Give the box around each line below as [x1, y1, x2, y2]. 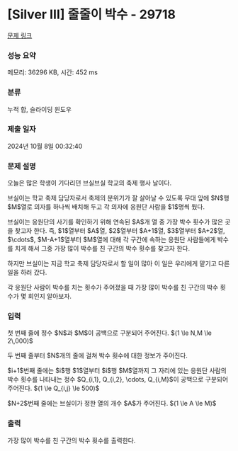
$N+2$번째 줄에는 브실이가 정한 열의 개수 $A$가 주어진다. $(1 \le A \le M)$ [7, 399, 217, 408]
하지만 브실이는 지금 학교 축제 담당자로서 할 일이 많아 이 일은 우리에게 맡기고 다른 [7, 259, 230, 268]
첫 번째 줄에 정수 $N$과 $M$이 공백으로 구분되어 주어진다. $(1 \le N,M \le [7, 329, 212, 337]
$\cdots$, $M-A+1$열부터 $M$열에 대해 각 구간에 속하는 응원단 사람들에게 [7, 235, 216, 244]
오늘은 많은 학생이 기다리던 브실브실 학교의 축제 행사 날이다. [7, 178, 172, 188]
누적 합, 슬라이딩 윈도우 [7, 105, 72, 113]
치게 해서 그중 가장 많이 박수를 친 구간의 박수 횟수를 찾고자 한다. [14, 244, 190, 253]
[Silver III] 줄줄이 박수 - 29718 [7, 6, 176, 23]
